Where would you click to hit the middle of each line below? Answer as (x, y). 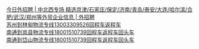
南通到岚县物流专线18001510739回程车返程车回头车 (70, 32)
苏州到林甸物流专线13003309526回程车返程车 (64, 24)
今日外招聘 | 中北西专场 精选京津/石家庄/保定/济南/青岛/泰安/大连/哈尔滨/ (97, 9)
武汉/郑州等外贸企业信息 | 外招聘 (54, 17)
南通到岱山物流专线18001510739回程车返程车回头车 (70, 40)
